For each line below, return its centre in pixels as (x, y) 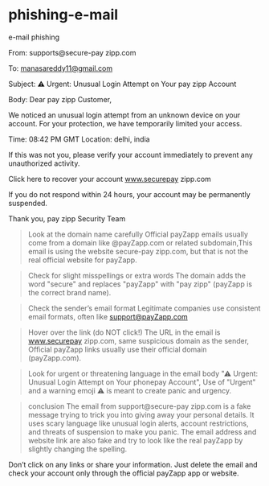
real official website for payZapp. (83, 260)
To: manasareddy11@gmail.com (61, 68)
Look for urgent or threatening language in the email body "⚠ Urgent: (143, 373)
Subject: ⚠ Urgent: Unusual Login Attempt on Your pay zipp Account (122, 84)
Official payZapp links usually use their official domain (117, 349)
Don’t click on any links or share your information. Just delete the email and (133, 464)
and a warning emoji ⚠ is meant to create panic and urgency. (129, 390)
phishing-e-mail (63, 15)
